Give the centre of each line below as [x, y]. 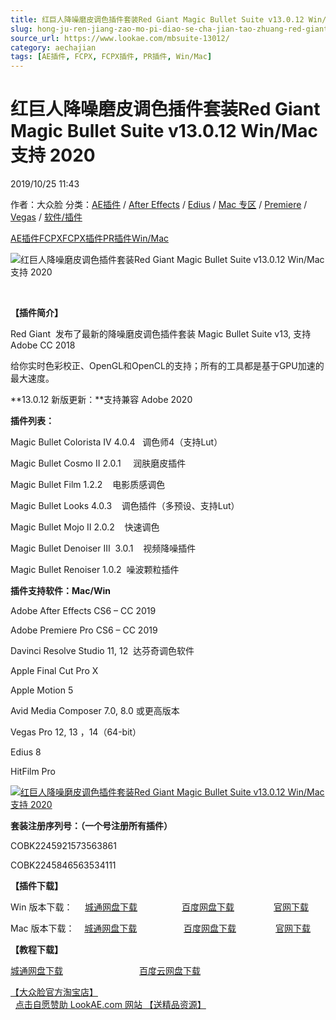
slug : [21, 29]
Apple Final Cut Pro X [54, 671]
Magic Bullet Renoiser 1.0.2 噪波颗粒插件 [95, 570]
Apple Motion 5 [42, 690]
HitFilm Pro [33, 772]
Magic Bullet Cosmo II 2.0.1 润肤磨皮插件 [98, 463]
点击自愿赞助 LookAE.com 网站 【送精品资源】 [110, 1005]
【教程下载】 [36, 950]
